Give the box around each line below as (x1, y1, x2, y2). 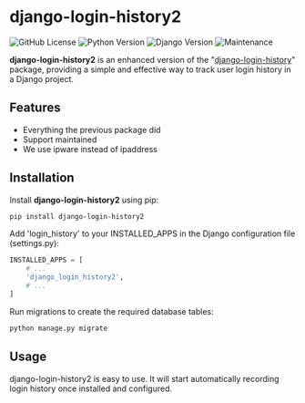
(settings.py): (9, 238, 59, 249)
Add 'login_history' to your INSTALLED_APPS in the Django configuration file (9, 228, 296, 239)
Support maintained (22, 134, 97, 145)
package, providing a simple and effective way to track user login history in (9, 64, 291, 75)
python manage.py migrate (9, 324, 107, 333)
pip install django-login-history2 (9, 212, 145, 221)
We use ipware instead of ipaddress (22, 143, 158, 154)
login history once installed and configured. (9, 383, 173, 394)
